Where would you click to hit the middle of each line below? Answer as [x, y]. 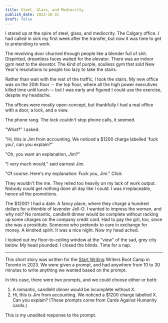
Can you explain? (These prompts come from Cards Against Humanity [84, 300]
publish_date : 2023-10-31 [32, 14]
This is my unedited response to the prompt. [51, 315]
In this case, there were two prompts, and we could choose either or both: [81, 280]
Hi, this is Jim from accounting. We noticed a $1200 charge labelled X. [85, 295]
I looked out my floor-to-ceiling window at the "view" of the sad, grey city [81, 240]
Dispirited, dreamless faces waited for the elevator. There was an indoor [79, 59]
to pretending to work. [28, 44]
